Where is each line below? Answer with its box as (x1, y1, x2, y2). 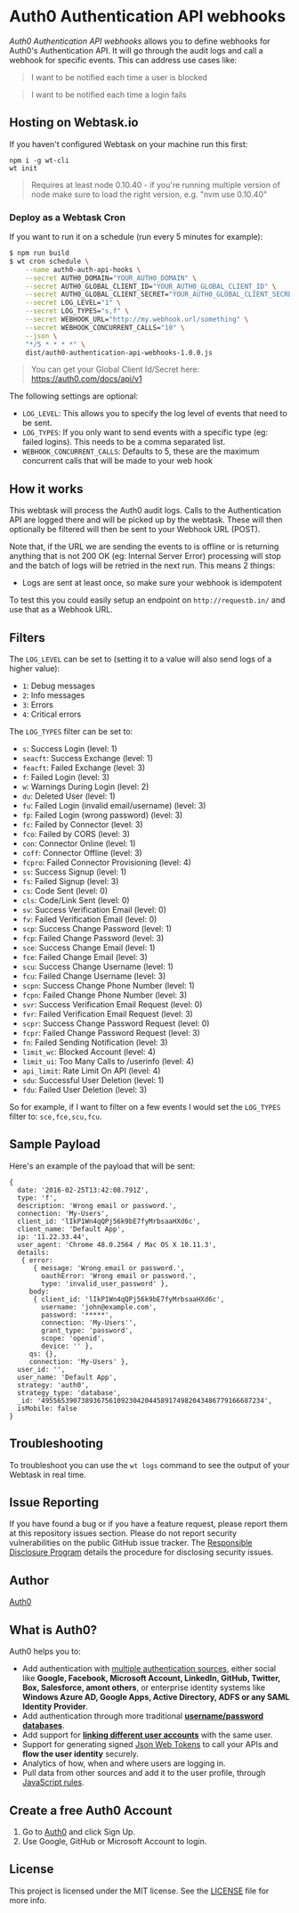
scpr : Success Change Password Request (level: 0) (21, 1018, 210, 1029)
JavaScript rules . (21, 1777, 85, 1788)
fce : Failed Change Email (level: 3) (21, 952, 149, 963)
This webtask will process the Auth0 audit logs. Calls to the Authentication (9, 505, 282, 516)
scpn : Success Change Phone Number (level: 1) (21, 981, 196, 991)
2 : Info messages (21, 690, 85, 701)
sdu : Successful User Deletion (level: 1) (21, 1075, 165, 1086)
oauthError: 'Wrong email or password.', (41, 1271, 198, 1280)
